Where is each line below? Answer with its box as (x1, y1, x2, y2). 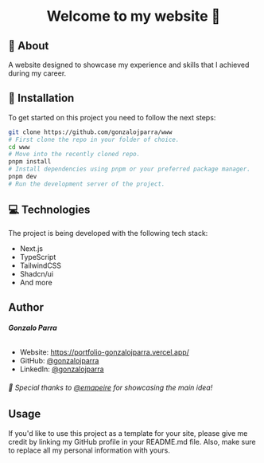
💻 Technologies (8, 203, 91, 217)
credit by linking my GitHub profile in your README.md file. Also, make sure (8, 437, 256, 446)
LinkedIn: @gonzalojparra (19, 364, 105, 374)
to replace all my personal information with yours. (8, 445, 171, 455)
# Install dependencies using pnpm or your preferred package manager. (8, 165, 250, 174)
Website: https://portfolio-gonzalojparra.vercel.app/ (19, 347, 189, 357)
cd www (8, 143, 30, 151)
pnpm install (8, 158, 52, 166)
